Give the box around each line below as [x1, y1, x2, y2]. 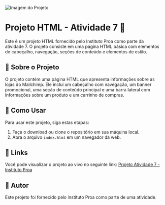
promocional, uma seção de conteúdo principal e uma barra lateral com [5, 86, 150, 92]
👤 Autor [5, 181, 29, 190]
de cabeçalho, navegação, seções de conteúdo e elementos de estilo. [5, 48, 148, 54]
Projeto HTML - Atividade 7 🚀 [5, 22, 126, 33]
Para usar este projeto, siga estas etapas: [5, 119, 90, 125]
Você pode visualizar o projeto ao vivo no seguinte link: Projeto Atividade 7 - [5, 162, 160, 167]
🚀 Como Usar [5, 106, 46, 115]
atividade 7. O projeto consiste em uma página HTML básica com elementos [5, 43, 160, 49]
